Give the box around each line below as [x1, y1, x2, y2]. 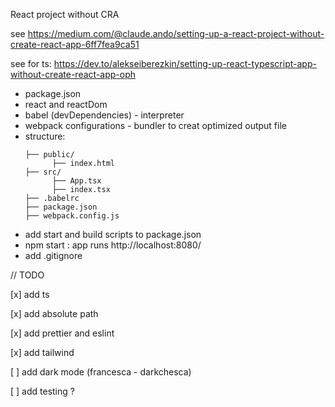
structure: [24, 130, 66, 142]
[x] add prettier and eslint [10, 327, 115, 339]
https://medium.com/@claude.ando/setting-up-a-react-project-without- [27, 28, 325, 39]
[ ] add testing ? [10, 385, 75, 397]
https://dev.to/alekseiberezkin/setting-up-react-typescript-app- [53, 58, 317, 69]
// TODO [10, 269, 45, 281]
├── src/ [24, 167, 62, 177]
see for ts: [10, 58, 52, 69]
